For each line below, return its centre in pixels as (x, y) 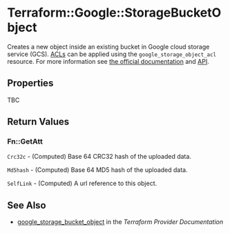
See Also (27, 205)
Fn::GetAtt (25, 141)
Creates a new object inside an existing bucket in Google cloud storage (108, 46)
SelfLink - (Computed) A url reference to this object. (82, 183)
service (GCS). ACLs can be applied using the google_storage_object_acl (112, 54)
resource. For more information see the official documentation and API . (108, 61)
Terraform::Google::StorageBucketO (114, 13)
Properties (30, 84)
